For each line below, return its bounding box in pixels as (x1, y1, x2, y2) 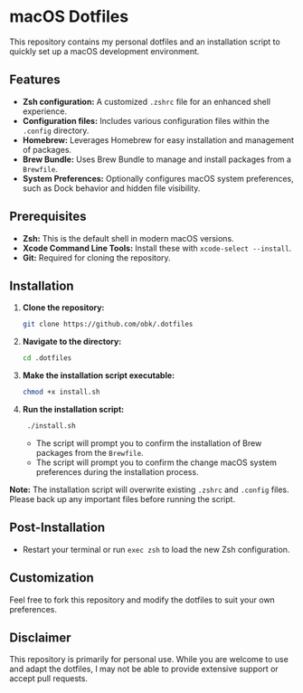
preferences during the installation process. (35, 466, 199, 477)
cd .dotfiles (22, 354, 72, 363)
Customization (9, 570, 95, 585)
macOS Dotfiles (9, 6, 129, 27)
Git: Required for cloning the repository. (22, 252, 171, 263)
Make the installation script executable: (22, 370, 175, 381)
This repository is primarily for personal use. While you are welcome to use (9, 654, 289, 665)
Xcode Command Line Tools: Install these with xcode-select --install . (22, 242, 292, 253)
